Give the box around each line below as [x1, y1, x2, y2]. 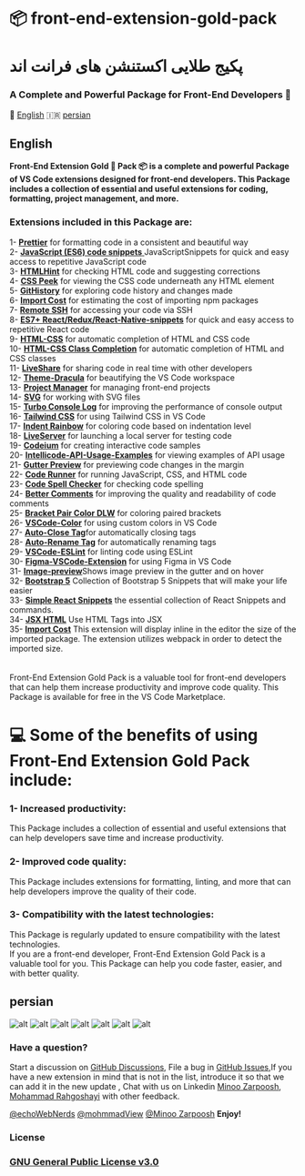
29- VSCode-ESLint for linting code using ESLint [9, 546, 193, 557]
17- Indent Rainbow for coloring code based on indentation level [9, 421, 252, 431]
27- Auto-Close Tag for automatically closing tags [9, 526, 197, 538]
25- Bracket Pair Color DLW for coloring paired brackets [9, 507, 221, 518]
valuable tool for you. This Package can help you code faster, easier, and [9, 958, 282, 968]
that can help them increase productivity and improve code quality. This [9, 681, 280, 693]
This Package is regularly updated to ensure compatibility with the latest [9, 928, 280, 939]
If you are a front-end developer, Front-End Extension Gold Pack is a [9, 948, 266, 959]
